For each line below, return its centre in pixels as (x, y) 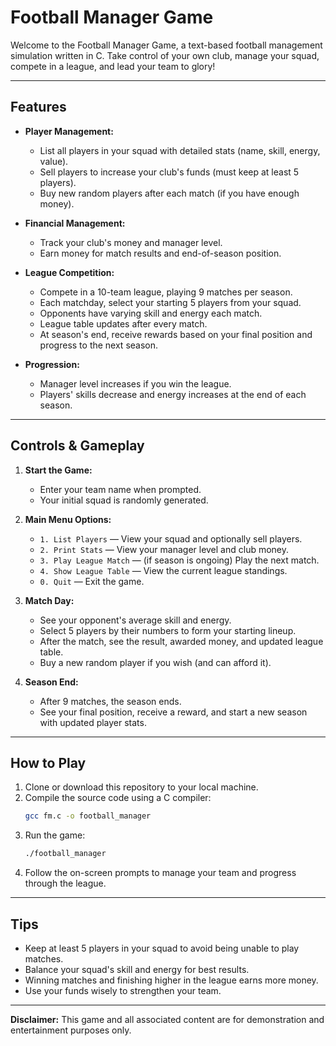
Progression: (52, 364)
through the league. (65, 883)
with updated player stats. (93, 722)
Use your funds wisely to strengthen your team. (123, 990)
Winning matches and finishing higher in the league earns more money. (171, 980)
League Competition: (69, 272)
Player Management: (69, 131)
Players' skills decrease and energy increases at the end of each (173, 394)
